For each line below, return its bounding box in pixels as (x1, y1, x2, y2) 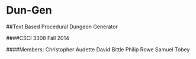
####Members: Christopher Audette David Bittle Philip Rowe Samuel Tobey (6, 45, 190, 53)
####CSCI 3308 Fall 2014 (6, 34, 69, 41)
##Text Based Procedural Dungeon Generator (6, 23, 118, 30)
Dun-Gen (6, 4, 52, 17)
